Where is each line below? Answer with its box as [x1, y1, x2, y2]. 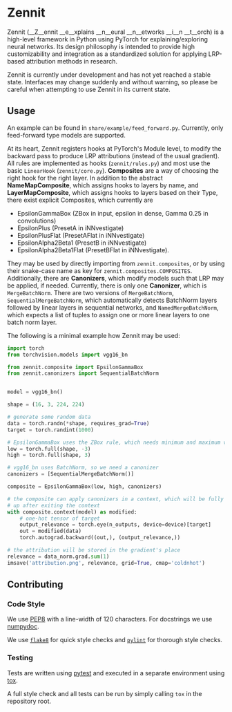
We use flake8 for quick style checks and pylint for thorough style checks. [7, 636, 223, 644]
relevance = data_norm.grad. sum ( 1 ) [7, 553, 110, 560]
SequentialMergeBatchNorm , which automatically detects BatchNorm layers [7, 296, 217, 304]
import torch [7, 344, 45, 352]
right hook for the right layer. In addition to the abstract [7, 174, 164, 182]
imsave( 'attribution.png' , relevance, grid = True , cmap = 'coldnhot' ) [7, 559, 206, 566]
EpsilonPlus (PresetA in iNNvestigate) [17, 223, 124, 232]
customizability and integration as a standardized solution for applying [7, 50, 207, 58]
